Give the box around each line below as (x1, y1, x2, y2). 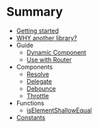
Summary (6, 4, 63, 20)
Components (16, 63, 53, 71)
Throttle (26, 91, 49, 99)
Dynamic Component (26, 48, 87, 57)
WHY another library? (16, 33, 78, 42)
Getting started (16, 27, 59, 35)
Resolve (26, 69, 49, 78)
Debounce (26, 84, 56, 93)
